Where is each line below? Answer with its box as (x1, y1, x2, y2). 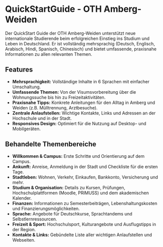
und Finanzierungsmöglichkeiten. (12, 206, 80, 212)
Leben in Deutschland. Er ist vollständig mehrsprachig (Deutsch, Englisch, (5, 40, 155, 46)
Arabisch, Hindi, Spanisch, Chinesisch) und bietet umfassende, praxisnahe (5, 46, 157, 52)
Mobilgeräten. (12, 126, 41, 132)
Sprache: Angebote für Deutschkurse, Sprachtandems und (12, 211, 132, 216)
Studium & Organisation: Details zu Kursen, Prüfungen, (12, 184, 126, 190)
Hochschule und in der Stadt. (12, 115, 72, 121)
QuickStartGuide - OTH (5, 3, 102, 15)
